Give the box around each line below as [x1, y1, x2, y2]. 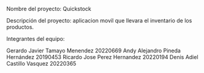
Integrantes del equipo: [6, 35, 66, 42]
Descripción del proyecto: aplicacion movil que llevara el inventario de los [6, 17, 192, 24]
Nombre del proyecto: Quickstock [6, 5, 92, 12]
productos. [6, 24, 34, 30]
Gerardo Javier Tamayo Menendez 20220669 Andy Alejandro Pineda [6, 47, 181, 54]
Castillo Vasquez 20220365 [6, 60, 77, 67]
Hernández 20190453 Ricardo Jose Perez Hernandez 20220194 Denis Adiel [6, 54, 198, 60]
